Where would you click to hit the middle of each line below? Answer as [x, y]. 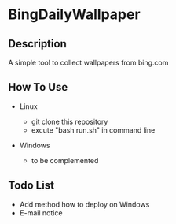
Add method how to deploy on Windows [84, 204]
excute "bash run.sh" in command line [93, 130]
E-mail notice [41, 213]
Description [37, 44]
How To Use [38, 87]
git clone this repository [70, 121]
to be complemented [65, 160]
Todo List [31, 186]
